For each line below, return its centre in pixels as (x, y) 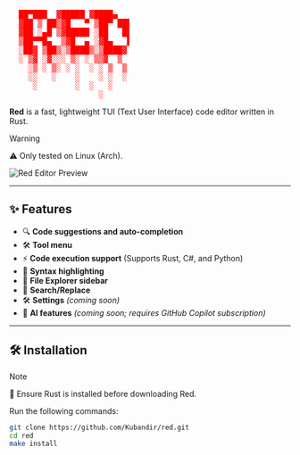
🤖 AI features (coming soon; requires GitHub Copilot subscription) (144, 312)
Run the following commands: (64, 410)
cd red (21, 435)
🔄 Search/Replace (56, 290)
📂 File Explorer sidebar (65, 280)
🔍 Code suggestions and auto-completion (103, 231)
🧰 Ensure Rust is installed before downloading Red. (103, 393)
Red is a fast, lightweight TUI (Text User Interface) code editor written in (142, 112)
